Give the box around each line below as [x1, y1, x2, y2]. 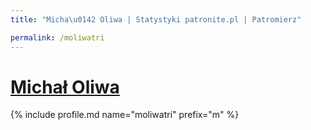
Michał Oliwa [10, 76, 120, 98]
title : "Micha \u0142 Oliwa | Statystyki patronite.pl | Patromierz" [10, 14, 302, 25]
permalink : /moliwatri [10, 32, 105, 43]
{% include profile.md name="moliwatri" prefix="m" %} [10, 109, 240, 121]
